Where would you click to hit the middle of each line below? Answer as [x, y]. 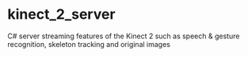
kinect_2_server [61, 14]
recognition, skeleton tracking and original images [89, 44]
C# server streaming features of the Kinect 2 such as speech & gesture [124, 36]
